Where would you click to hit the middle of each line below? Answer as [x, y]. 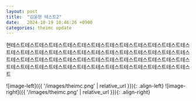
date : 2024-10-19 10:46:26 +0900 [49, 22]
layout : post [22, 11]
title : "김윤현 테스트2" [34, 17]
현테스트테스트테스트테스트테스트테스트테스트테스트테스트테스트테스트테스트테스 [98, 45]
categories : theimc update [39, 28]
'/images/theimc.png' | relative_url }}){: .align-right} [88, 92]
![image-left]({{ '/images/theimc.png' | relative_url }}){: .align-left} [85, 86]
